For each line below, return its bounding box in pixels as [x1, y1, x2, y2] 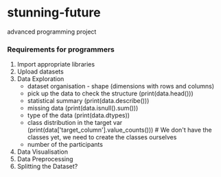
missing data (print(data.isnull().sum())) [27, 104, 139, 113]
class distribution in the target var [27, 119, 123, 127]
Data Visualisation [16, 147, 69, 156]
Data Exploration [16, 75, 65, 83]
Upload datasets [16, 67, 64, 76]
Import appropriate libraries [16, 60, 95, 69]
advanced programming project [7, 27, 97, 36]
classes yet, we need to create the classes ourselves [27, 133, 177, 141]
